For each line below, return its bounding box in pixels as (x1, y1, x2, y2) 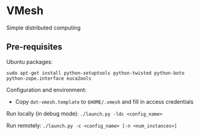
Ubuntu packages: (6, 58, 53, 65)
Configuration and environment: (6, 86, 87, 93)
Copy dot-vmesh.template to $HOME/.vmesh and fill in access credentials (15, 98, 194, 105)
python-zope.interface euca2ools (6, 75, 92, 82)
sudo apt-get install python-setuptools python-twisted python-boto (6, 70, 185, 76)
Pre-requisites (6, 42, 62, 52)
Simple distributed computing (6, 24, 81, 31)
